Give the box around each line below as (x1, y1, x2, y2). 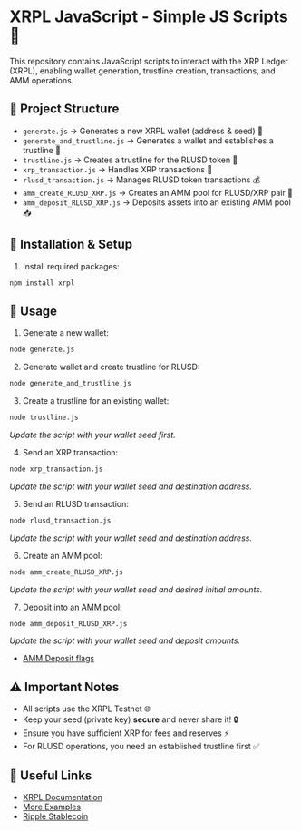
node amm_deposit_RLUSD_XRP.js (9, 619, 128, 628)
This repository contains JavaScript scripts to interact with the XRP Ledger (9, 55, 288, 66)
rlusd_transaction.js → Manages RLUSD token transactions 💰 (22, 174, 261, 185)
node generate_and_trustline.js (9, 379, 131, 388)
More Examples (22, 801, 82, 812)
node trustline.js (9, 413, 79, 422)
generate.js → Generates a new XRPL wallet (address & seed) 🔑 (22, 125, 263, 136)
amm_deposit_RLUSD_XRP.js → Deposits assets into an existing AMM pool (22, 197, 292, 208)
